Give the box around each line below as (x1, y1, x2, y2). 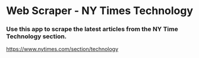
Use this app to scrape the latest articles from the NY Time (6, 25, 178, 33)
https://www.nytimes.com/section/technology (6, 46, 119, 53)
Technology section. (6, 32, 67, 40)
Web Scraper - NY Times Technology (6, 4, 194, 18)
